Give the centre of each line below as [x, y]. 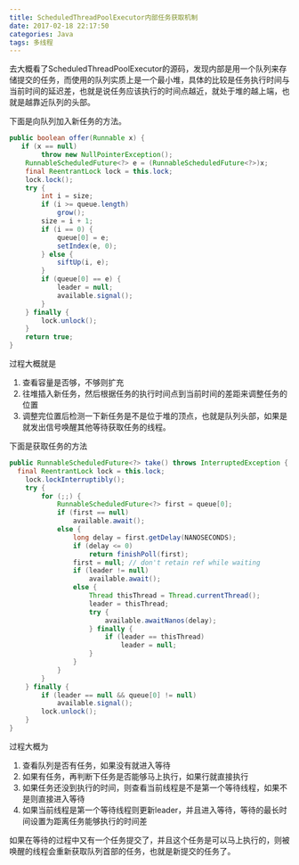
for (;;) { [61, 496]
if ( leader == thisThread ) [154, 637]
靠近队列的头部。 [64, 103]
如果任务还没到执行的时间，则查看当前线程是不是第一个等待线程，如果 [151, 787]
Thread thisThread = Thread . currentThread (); [174, 596]
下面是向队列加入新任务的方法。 [68, 121]
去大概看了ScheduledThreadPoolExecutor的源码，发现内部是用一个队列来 [144, 69]
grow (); [71, 213]
